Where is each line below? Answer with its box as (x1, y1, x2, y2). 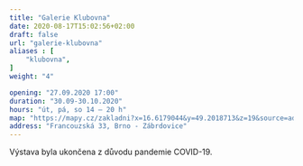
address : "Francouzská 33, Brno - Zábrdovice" (9, 122, 188, 131)
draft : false (9, 30, 59, 39)
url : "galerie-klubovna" (9, 38, 103, 48)
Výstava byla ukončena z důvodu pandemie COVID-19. (9, 146, 213, 158)
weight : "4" (9, 72, 54, 81)
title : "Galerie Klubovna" (9, 13, 111, 23)
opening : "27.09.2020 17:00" (9, 88, 119, 97)
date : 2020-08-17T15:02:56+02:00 (9, 22, 135, 31)
